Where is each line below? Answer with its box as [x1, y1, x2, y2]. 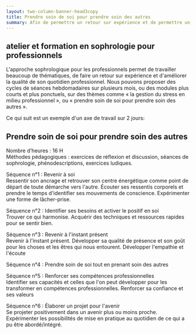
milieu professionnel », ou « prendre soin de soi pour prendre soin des [6, 97, 176, 104]
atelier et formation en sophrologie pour [6, 41, 156, 51]
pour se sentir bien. [6, 220, 53, 226]
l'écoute [6, 250, 26, 257]
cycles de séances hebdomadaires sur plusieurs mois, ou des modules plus [6, 84, 189, 91]
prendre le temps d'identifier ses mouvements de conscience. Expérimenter [6, 190, 190, 196]
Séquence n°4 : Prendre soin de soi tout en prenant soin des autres [6, 261, 169, 268]
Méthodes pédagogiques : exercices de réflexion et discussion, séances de [6, 154, 189, 160]
